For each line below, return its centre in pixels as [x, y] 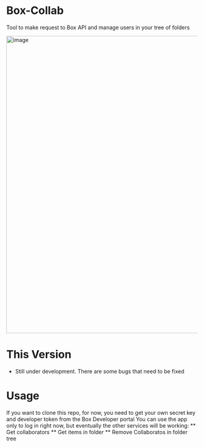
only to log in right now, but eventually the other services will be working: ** [101, 425]
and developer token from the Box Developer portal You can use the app [97, 419]
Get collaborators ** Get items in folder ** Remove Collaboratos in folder [97, 432]
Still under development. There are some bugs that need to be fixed [100, 371]
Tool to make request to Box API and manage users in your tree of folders [98, 27]
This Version [39, 354]
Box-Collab [35, 11]
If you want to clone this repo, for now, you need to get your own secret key [101, 412]
